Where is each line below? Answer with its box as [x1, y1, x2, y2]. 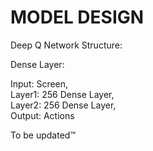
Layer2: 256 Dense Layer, [10, 99, 117, 111]
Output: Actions [10, 109, 75, 121]
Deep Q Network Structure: [10, 39, 123, 51]
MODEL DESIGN [10, 6, 145, 29]
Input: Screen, [10, 77, 69, 90]
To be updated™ [10, 129, 76, 141]
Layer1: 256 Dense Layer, [10, 88, 115, 100]
